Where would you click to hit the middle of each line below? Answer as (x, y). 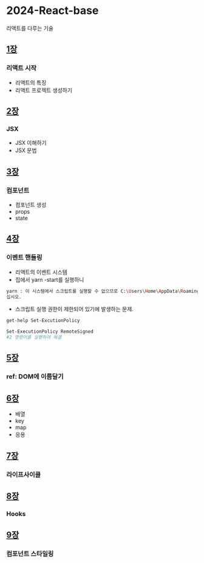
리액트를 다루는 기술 (30, 28)
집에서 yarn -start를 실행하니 (49, 279)
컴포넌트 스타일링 (30, 554)
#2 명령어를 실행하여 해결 (34, 337)
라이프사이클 (24, 474)
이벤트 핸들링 (24, 257)
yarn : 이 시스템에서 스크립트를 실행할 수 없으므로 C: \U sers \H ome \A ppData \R (95, 291)
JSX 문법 (26, 150)
